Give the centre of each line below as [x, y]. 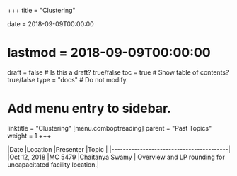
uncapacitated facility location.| [53, 164]
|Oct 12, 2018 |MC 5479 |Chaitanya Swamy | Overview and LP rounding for [116, 157]
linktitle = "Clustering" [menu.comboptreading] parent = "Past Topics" [110, 128]
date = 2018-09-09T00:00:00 [51, 24]
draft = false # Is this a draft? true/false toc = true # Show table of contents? [118, 72]
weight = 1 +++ [29, 136]
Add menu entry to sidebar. [89, 109]
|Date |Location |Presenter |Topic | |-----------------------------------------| [119, 149]
